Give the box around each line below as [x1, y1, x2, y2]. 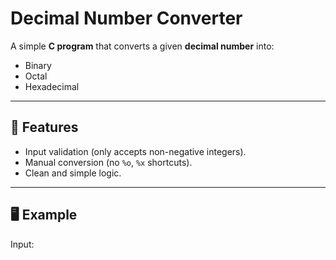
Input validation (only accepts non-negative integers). [24, 145, 247, 157]
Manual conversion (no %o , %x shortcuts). [24, 156, 193, 168]
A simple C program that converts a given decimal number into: [10, 40, 275, 52]
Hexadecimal [24, 80, 80, 92]
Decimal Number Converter [10, 7, 243, 30]
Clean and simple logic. [24, 167, 122, 179]
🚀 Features [10, 119, 79, 136]
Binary [24, 59, 52, 71]
